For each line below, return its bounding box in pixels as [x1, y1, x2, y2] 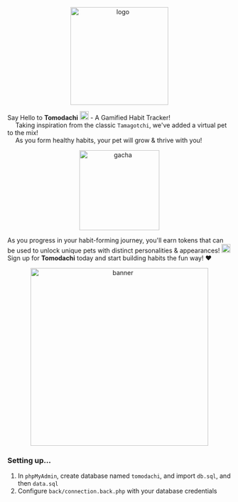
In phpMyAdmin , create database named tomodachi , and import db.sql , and [17, 471, 231, 480]
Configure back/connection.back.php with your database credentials [17, 487, 217, 496]
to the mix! [7, 129, 39, 137]
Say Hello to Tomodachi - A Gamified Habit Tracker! [7, 114, 171, 122]
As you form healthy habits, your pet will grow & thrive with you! [15, 136, 202, 144]
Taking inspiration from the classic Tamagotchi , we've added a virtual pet [15, 121, 227, 129]
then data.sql [17, 479, 59, 488]
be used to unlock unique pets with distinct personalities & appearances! [7, 246, 220, 255]
